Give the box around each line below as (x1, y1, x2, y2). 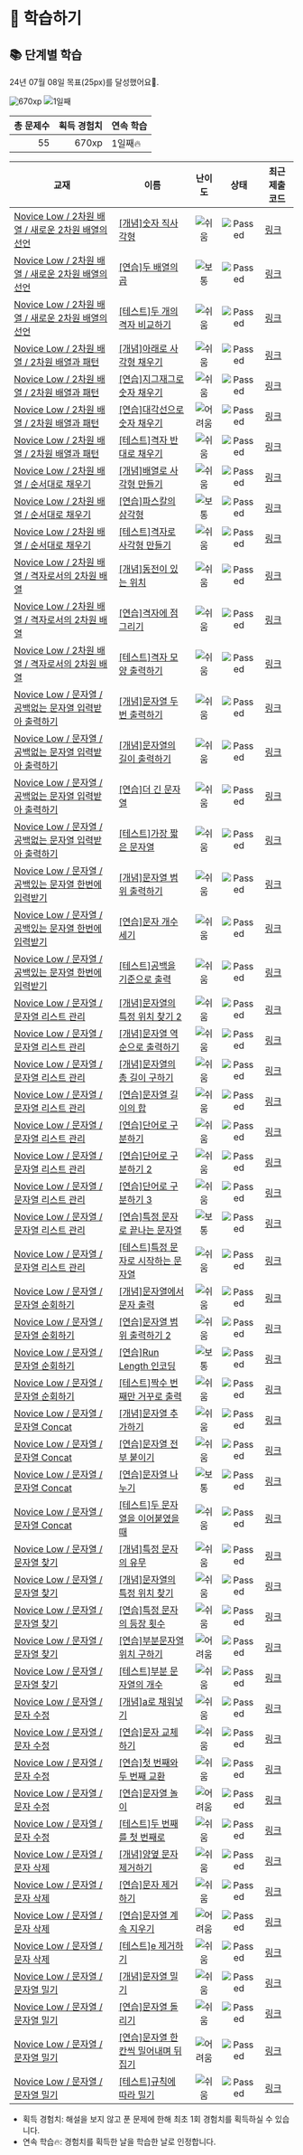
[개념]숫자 (118, 217, 160, 229)
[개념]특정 (118, 1543, 160, 1555)
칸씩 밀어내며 (118, 2045, 171, 2057)
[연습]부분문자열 (118, 1634, 185, 1647)
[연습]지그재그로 (118, 373, 185, 385)
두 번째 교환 (118, 1770, 166, 1782)
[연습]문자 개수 (118, 915, 179, 928)
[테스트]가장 (118, 827, 169, 839)
